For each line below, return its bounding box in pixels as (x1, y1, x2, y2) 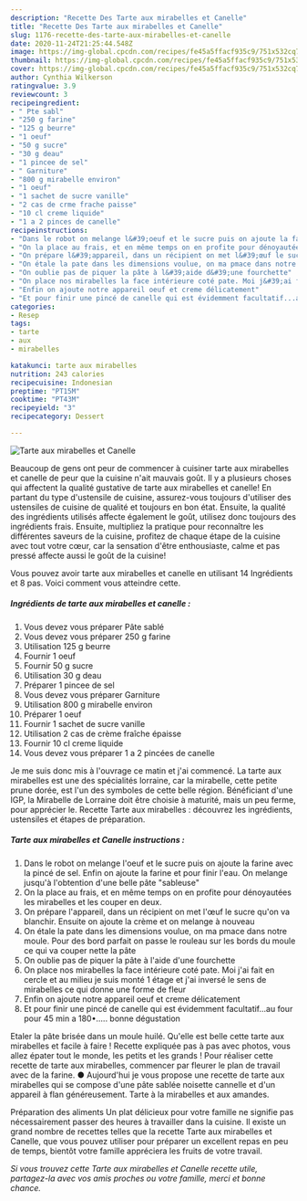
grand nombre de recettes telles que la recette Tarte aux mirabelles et (10, 1125, 272, 1137)
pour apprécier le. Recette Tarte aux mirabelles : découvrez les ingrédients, (10, 804, 293, 815)
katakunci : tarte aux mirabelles (10, 361, 138, 370)
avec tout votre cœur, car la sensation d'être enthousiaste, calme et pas (10, 540, 281, 551)
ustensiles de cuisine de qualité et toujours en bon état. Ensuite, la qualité (10, 501, 286, 512)
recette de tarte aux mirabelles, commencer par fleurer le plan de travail (10, 1059, 281, 1070)
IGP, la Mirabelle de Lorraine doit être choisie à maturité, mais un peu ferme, (10, 794, 296, 805)
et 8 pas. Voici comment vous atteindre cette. (10, 577, 181, 588)
